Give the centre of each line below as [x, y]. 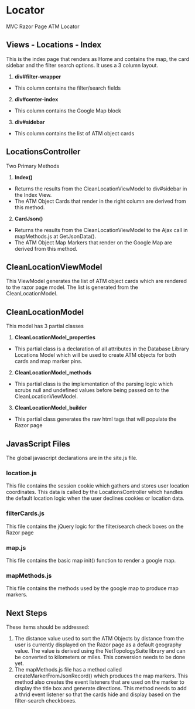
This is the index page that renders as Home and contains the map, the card [98, 59]
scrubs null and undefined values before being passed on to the [92, 390]
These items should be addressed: [48, 627]
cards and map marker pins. [49, 362]
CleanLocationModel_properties [55, 338]
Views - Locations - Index [54, 45]
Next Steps [27, 613]
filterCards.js [25, 513]
